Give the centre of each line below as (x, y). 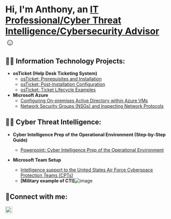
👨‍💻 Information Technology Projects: (65, 61)
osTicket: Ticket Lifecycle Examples (58, 90)
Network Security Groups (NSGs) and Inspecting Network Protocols (92, 106)
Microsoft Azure (30, 95)
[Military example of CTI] (47, 181)
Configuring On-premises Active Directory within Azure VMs (84, 101)
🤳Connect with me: (36, 197)
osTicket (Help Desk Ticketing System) (55, 73)
